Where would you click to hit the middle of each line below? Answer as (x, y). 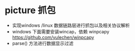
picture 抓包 (30, 10)
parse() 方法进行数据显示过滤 (43, 43)
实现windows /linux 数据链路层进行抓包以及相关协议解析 (71, 25)
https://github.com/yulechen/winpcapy (53, 37)
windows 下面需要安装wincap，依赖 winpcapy (61, 31)
